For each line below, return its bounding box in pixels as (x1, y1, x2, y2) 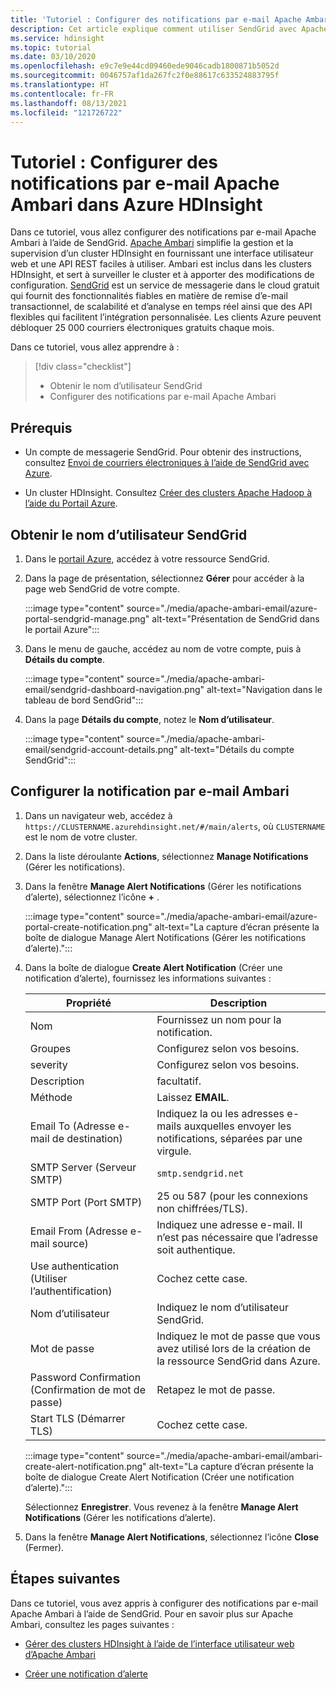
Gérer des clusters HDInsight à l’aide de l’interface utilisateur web (24, 1637, 295, 1650)
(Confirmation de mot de (29, 1382, 146, 1396)
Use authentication (29, 1259, 120, 1273)
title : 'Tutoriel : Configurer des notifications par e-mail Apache (10, 14, 302, 25)
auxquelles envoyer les (183, 1119, 292, 1133)
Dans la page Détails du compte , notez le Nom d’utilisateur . (24, 713, 275, 725)
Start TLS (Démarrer (29, 1411, 126, 1425)
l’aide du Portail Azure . (24, 497, 118, 510)
